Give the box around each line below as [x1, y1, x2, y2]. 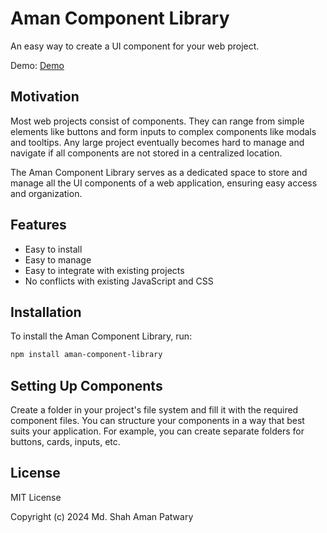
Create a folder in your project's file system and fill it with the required [10, 404, 299, 416]
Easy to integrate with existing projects [24, 264, 185, 276]
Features [10, 217, 67, 234]
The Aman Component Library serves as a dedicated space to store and [10, 166, 308, 178]
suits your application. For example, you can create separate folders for [10, 425, 305, 437]
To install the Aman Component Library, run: [10, 330, 193, 342]
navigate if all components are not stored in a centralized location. [10, 147, 283, 159]
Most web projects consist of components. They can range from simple [10, 115, 305, 127]
